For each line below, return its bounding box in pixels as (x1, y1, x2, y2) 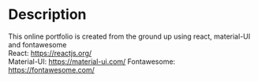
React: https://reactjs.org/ (8, 48, 92, 58)
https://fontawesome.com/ (8, 65, 95, 74)
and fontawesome (8, 39, 67, 49)
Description (8, 6, 87, 24)
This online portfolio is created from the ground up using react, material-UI (8, 32, 251, 41)
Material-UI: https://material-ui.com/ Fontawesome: (8, 57, 176, 66)
